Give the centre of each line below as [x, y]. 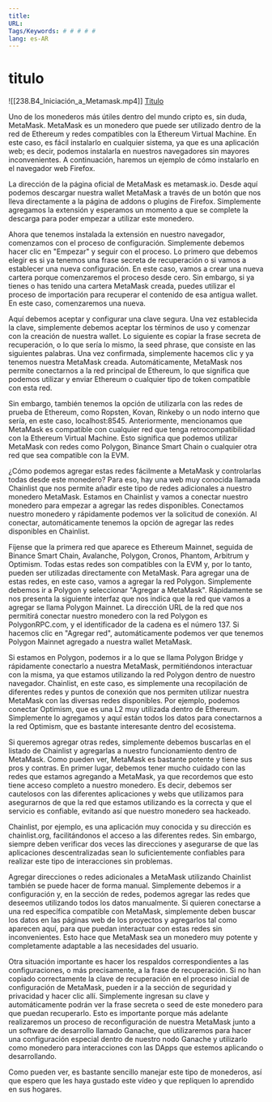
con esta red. [30, 388]
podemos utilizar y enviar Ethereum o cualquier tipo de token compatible [130, 379]
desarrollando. [32, 1057]
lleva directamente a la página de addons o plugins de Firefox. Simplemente [135, 202]
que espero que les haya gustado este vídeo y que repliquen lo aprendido [132, 1081]
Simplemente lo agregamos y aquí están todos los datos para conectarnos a [136, 718]
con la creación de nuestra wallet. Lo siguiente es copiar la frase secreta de [135, 337]
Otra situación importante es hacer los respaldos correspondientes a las [129, 962]
